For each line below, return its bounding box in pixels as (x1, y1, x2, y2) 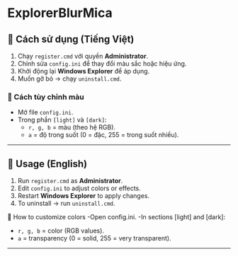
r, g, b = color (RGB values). (17, 226, 105, 235)
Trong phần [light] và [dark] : (17, 115, 107, 124)
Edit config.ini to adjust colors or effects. (17, 184, 141, 192)
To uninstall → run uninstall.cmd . (17, 199, 115, 208)
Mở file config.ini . (17, 108, 74, 117)
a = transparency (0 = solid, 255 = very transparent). (17, 234, 171, 243)
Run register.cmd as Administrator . (17, 177, 123, 185)
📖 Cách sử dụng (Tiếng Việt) (7, 33, 135, 45)
